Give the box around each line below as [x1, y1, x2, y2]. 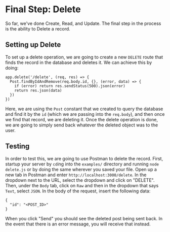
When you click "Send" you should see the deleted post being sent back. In [5, 215, 163, 221]
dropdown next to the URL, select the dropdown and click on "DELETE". [5, 177, 155, 183]
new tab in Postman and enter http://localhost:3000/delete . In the [5, 172, 147, 178]
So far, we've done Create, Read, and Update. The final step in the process [5, 20, 161, 26]
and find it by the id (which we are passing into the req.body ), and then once [5, 111, 165, 117]
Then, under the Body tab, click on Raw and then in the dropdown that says [5, 182, 159, 188]
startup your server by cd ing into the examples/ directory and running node [5, 161, 159, 167]
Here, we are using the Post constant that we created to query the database [5, 106, 163, 112]
